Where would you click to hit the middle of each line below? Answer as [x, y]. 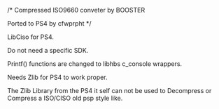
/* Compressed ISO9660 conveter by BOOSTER [76, 10]
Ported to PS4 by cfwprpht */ [49, 23]
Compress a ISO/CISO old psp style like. [65, 98]
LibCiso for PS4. [31, 37]
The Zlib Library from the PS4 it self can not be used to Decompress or [109, 91]
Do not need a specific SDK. [48, 50]
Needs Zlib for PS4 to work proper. [57, 77]
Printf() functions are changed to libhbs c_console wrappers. [95, 64]
